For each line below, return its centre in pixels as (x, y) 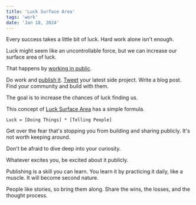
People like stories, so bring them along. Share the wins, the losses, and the (98, 189)
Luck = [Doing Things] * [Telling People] (59, 120)
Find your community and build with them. (58, 86)
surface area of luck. (31, 57)
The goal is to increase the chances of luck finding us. (72, 97)
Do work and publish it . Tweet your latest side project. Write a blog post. (94, 80)
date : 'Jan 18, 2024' (33, 22)
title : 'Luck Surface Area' (41, 12)
